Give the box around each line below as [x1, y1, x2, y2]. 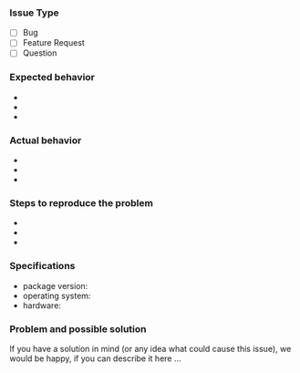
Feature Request [22, 37, 85, 48]
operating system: [22, 290, 91, 301]
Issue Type [9, 6, 59, 19]
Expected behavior [9, 71, 96, 84]
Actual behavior [9, 134, 82, 147]
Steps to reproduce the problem [9, 197, 153, 209]
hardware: [22, 299, 62, 311]
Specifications [9, 260, 76, 273]
